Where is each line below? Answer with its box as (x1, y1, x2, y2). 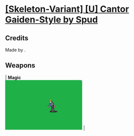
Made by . (5, 47, 26, 53)
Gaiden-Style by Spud (5, 14, 98, 25)
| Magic (5, 74, 21, 80)
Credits (5, 34, 29, 42)
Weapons (5, 61, 36, 70)
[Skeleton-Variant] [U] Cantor (5, 3, 129, 15)
